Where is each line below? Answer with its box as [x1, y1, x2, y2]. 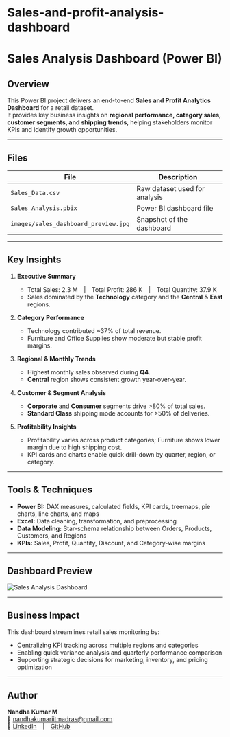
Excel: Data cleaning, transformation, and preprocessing [16, 517, 177, 525]
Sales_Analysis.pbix [10, 205, 77, 212]
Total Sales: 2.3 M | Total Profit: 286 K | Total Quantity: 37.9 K [27, 285, 217, 293]
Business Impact [7, 609, 80, 621]
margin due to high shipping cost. [27, 443, 122, 451]
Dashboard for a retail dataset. [7, 104, 94, 112]
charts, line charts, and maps [16, 510, 99, 518]
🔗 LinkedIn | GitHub [7, 723, 71, 731]
